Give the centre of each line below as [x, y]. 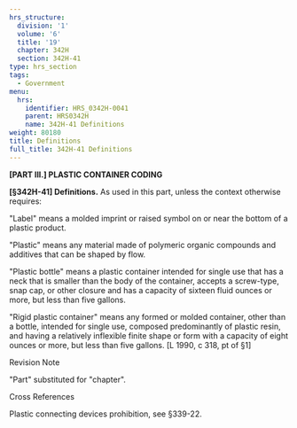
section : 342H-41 [49, 58]
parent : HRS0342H [57, 116]
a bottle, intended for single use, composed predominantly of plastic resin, [145, 326]
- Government [41, 83]
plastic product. [38, 228]
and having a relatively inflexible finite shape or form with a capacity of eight [149, 335]
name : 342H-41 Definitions [75, 125]
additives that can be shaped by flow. [78, 254]
